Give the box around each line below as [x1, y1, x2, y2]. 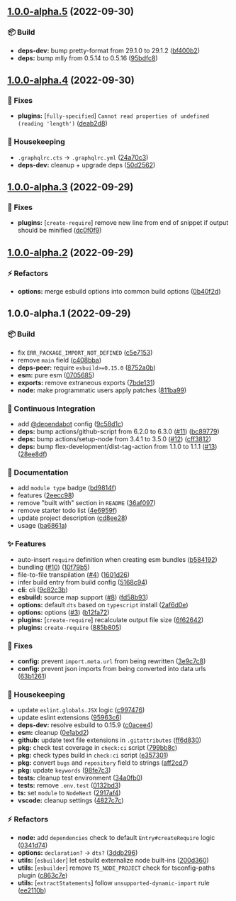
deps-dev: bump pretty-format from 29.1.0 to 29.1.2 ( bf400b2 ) [17, 46, 201, 55]
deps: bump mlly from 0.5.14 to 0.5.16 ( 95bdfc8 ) [17, 53, 158, 62]
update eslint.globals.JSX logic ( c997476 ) [17, 706, 145, 714]
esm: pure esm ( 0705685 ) [17, 370, 95, 379]
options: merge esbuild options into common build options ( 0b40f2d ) [17, 287, 221, 296]
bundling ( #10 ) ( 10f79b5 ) [17, 563, 90, 571]
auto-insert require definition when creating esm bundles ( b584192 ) [17, 555, 218, 563]
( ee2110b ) [17, 886, 47, 895]
